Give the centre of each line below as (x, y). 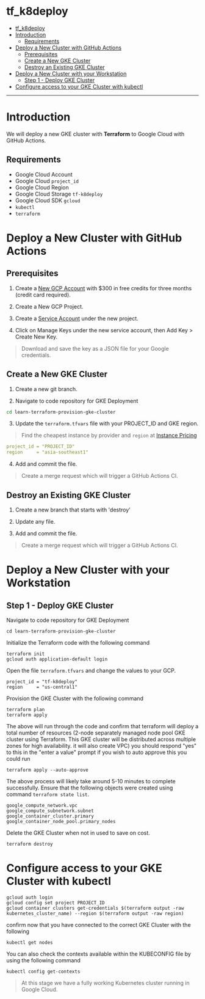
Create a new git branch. (46, 389)
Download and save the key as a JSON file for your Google (95, 348)
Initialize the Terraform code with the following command (78, 642)
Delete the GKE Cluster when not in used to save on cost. (78, 833)
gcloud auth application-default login (57, 659)
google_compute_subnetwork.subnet (50, 811)
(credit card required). (43, 295)
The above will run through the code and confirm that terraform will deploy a (103, 726)
